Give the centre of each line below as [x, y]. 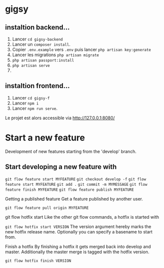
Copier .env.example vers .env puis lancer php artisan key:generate [82, 50]
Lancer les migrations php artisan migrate [55, 55]
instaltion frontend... [38, 86]
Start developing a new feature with [61, 167]
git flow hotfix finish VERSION [38, 261]
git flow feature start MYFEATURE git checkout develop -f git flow [76, 179]
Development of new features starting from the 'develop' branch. [71, 151]
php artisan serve [31, 66]
